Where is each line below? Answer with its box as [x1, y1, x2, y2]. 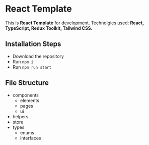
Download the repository [12, 53, 64, 59]
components [12, 92, 39, 98]
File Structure [5, 79, 49, 87]
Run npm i [12, 59, 34, 65]
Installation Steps [5, 40, 61, 49]
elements [20, 97, 39, 104]
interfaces [20, 135, 41, 141]
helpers [12, 113, 29, 119]
